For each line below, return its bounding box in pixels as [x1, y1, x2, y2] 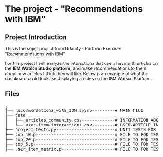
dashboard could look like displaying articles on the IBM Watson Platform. [5, 76, 152, 81]
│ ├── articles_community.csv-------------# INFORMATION [5, 117, 149, 123]
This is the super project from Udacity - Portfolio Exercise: [5, 46, 121, 51]
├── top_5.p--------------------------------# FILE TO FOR [5, 141, 149, 147]
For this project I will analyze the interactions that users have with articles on [5, 61, 158, 66]
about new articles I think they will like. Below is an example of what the [5, 71, 148, 76]
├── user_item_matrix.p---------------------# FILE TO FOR [5, 146, 149, 152]
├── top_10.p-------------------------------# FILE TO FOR [5, 132, 149, 137]
